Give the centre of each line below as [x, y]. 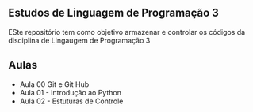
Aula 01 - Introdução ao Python [70, 92]
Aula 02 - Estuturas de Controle [71, 101]
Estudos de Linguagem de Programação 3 [114, 13]
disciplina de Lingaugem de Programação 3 [79, 40]
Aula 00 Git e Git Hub [54, 84]
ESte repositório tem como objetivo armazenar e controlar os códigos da [127, 32]
